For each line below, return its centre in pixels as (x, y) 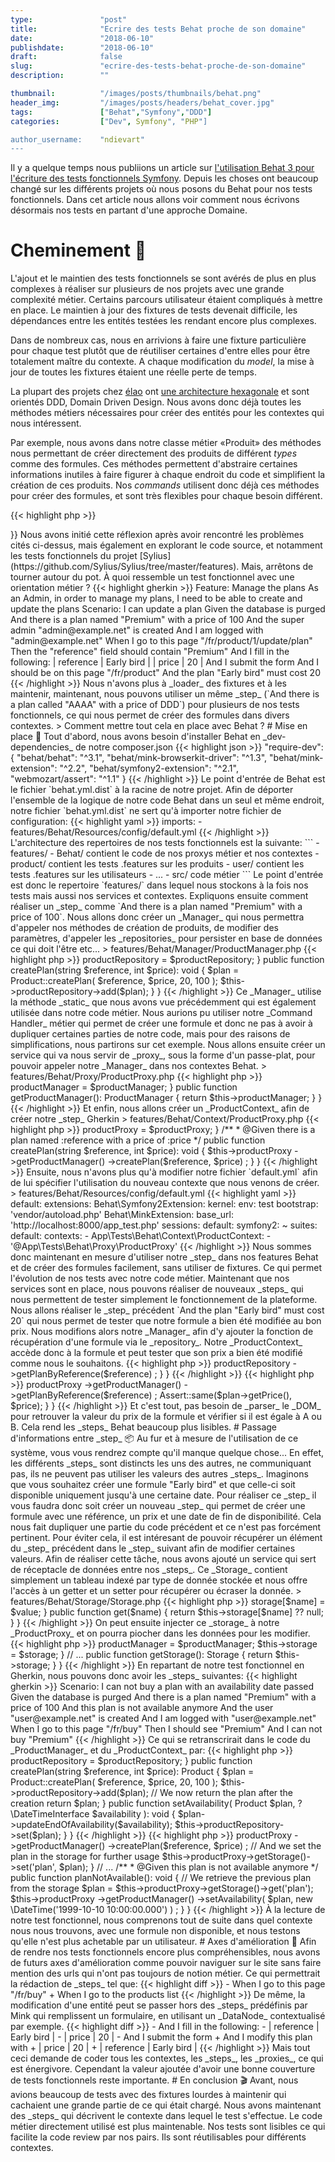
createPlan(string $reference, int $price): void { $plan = (125, 970)
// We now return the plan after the (222, 1793)
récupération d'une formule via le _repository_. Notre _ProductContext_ (156, 1342)
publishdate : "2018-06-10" (82, 47)
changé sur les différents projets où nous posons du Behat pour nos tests (161, 189)
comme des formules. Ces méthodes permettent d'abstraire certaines (154, 464)
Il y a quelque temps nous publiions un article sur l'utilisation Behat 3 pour (162, 168)
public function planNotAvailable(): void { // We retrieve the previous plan (161, 1878)
